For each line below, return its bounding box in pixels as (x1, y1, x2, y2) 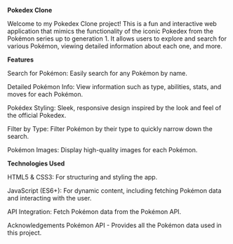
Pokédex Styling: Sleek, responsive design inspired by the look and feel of (7, 104, 222, 111)
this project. (7, 229, 42, 237)
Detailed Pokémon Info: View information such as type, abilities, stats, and (7, 83, 222, 90)
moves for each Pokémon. (7, 90, 83, 98)
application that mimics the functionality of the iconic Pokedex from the (7, 27, 214, 35)
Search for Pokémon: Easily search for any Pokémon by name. (7, 69, 188, 77)
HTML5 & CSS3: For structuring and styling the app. (7, 173, 158, 181)
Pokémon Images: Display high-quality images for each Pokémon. (7, 146, 198, 154)
